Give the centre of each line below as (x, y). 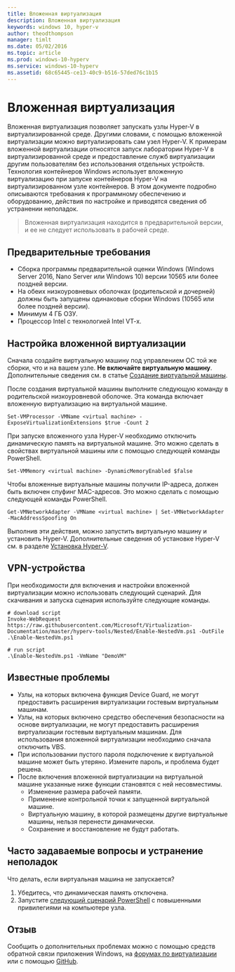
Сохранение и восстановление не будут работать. (104, 829)
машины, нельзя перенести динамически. (92, 821)
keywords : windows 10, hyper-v (53, 27)
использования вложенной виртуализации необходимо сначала (114, 739)
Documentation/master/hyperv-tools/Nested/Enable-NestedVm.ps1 (102, 631)
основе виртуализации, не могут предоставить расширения (108, 724)
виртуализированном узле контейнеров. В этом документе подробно (112, 186)
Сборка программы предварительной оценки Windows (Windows (116, 269)
